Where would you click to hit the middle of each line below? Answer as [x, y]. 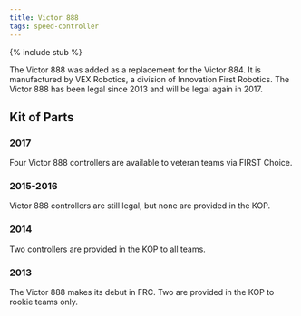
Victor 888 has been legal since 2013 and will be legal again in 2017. [136, 89]
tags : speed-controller [54, 26]
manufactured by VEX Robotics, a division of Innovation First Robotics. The [150, 79]
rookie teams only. [44, 302]
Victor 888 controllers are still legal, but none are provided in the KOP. [140, 206]
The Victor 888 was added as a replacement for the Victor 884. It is [135, 70]
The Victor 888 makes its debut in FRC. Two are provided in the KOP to [142, 292]
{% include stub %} [46, 52]
